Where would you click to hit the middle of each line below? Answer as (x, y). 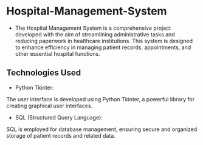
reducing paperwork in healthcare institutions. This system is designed (104, 41)
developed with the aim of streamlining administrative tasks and (95, 34)
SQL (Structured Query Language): (59, 117)
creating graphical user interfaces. (50, 106)
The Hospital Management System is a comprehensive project (93, 28)
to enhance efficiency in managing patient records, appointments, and (103, 47)
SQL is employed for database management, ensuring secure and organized (102, 129)
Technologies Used (43, 73)
